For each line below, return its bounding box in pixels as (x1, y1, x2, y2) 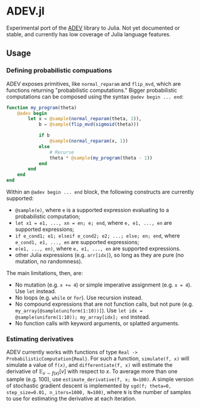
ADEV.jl (6, 4, 45, 18)
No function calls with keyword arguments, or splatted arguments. (15, 320, 180, 327)
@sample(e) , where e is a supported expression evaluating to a (15, 207, 169, 213)
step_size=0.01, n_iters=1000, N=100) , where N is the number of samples (6, 389, 192, 396)
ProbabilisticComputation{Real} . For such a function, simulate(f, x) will (6, 355, 189, 362)
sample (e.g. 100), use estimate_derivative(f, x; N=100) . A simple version (6, 376, 194, 383)
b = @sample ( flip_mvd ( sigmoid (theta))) (38, 121, 139, 128)
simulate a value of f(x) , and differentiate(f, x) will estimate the (6, 361, 173, 369)
